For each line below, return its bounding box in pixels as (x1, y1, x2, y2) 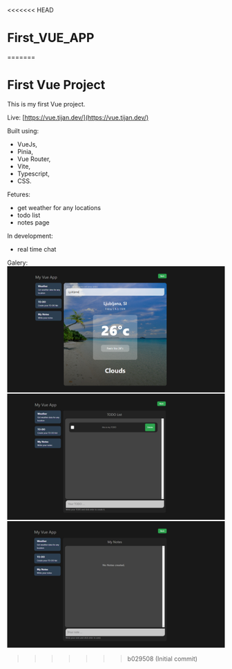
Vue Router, (17, 155, 51, 163)
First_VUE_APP (7, 30, 95, 46)
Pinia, (17, 147, 33, 156)
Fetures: (7, 190, 31, 198)
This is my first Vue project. (7, 100, 86, 108)
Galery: (7, 258, 28, 267)
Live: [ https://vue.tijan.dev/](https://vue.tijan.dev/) (7, 113, 149, 122)
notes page (17, 218, 50, 227)
